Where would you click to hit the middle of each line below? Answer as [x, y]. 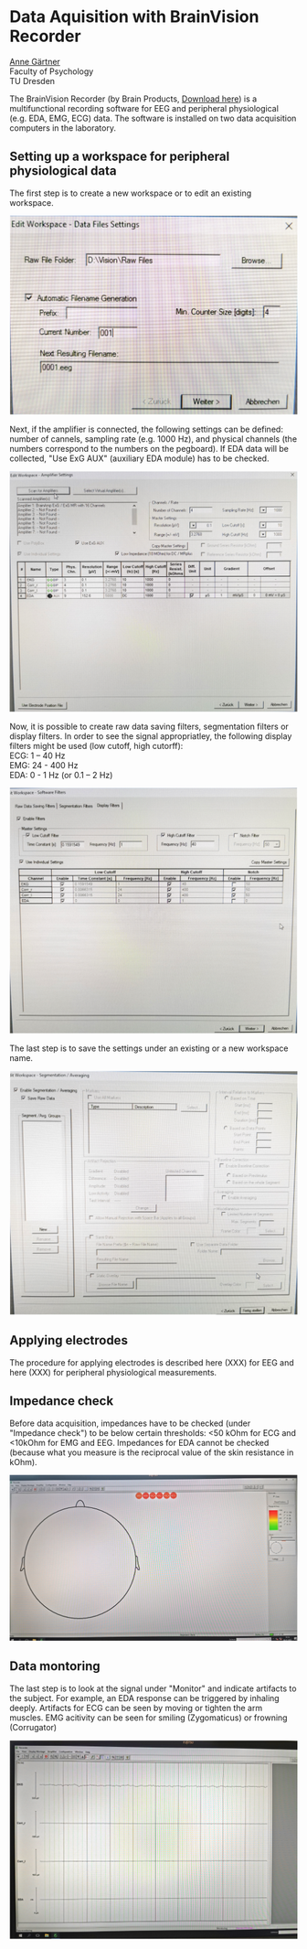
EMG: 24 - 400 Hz [44, 766]
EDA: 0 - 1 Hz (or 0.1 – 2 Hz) [61, 776]
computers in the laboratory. [63, 128]
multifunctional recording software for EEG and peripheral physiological [144, 108]
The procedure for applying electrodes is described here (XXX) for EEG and [152, 1362]
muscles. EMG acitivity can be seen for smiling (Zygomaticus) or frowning [148, 1718]
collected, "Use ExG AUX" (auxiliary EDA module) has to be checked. [139, 458]
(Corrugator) [33, 1727]
